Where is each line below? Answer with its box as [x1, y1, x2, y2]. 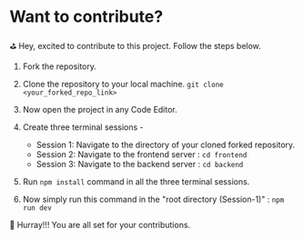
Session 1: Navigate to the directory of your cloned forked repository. [35, 139, 296, 150]
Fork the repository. [22, 61, 97, 72]
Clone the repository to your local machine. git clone [22, 78, 225, 89]
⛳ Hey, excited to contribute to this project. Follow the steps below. [9, 40, 261, 51]
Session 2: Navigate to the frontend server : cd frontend [35, 148, 248, 160]
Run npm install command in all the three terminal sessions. [22, 175, 250, 187]
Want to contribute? [9, 6, 164, 27]
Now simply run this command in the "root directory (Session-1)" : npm [22, 194, 285, 204]
